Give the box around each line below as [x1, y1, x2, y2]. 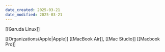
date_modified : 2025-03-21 [5, 12, 63, 17]
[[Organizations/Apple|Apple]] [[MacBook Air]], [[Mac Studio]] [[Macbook [5, 36, 160, 42]
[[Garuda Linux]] [5, 26, 40, 32]
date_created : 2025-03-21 [5, 7, 60, 13]
